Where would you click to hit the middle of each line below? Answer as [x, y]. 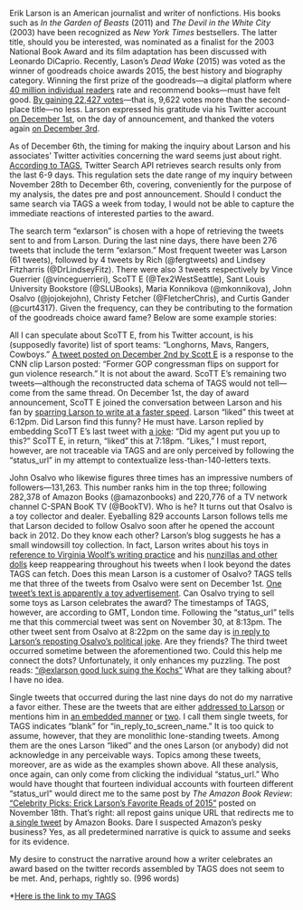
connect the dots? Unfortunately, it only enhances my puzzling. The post [145, 661]
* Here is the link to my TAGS [63, 896]
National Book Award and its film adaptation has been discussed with [138, 52]
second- [275, 100]
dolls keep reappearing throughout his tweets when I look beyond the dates [150, 564]
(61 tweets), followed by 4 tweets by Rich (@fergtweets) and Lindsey [137, 260]
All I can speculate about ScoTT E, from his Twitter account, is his [132, 335]
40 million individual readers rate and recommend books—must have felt [145, 90]
